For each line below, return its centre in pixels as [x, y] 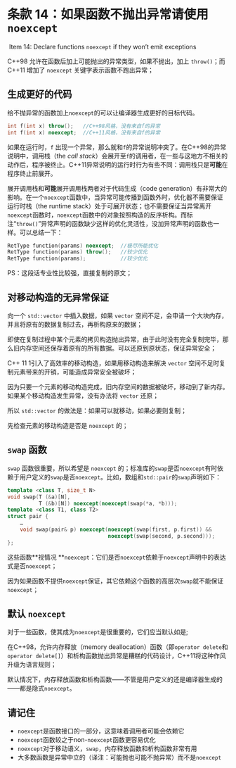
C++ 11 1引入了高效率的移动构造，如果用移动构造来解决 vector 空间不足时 [113, 363]
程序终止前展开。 [32, 173]
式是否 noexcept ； [32, 566]
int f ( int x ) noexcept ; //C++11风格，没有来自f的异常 [84, 132]
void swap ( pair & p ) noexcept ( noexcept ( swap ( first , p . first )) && [116, 529]
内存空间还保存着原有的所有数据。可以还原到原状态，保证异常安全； [118, 348]
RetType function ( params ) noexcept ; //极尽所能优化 [83, 246]
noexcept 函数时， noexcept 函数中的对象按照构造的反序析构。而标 [100, 215]
